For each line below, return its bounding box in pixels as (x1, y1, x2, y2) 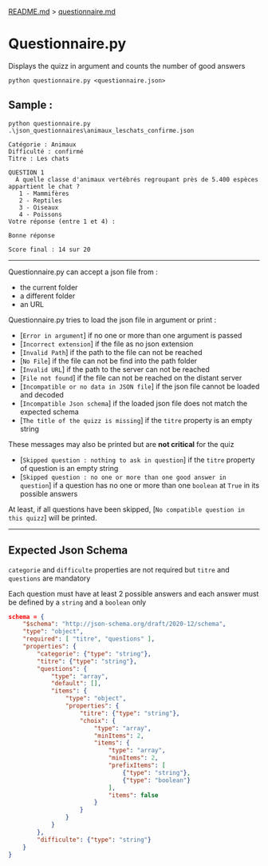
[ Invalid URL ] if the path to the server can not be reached (19, 364, 210, 374)
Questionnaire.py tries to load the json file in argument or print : (8, 315, 217, 325)
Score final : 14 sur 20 (8, 245, 91, 253)
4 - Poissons (18, 210, 62, 218)
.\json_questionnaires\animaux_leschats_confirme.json (8, 126, 195, 134)
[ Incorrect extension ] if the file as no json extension (19, 339, 194, 349)
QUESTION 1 (8, 168, 45, 177)
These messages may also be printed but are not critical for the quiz (8, 439, 235, 449)
